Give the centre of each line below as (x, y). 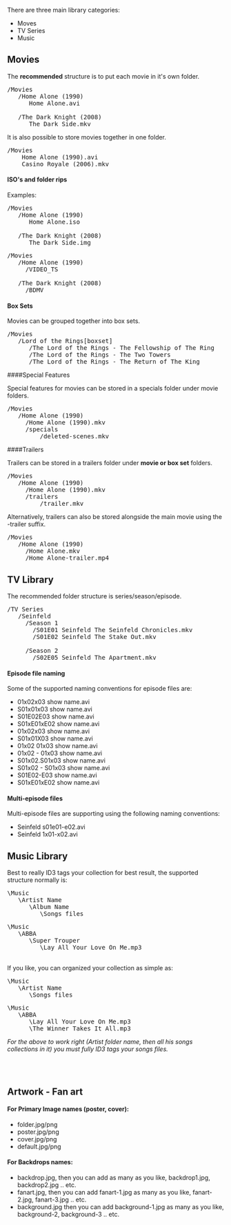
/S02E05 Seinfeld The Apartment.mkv (94, 658)
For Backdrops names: (40, 1162)
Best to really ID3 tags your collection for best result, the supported (103, 873)
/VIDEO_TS (42, 269)
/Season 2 (42, 651)
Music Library (38, 856)
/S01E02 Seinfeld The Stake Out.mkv (94, 637)
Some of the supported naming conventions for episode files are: (100, 689)
